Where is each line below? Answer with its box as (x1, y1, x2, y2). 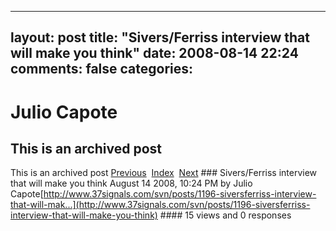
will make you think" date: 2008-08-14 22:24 (10, 45, 299, 62)
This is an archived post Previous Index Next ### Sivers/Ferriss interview (10, 167, 318, 179)
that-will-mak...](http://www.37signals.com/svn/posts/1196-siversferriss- (10, 199, 311, 211)
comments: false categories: (10, 61, 194, 78)
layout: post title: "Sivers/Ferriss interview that (10, 29, 310, 46)
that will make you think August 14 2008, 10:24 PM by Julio (10, 177, 253, 190)
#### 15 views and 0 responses (159, 209, 292, 221)
